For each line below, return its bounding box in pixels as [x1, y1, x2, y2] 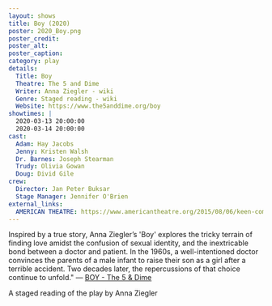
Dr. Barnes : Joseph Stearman [15, 155, 114, 163]
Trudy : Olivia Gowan [15, 163, 85, 171]
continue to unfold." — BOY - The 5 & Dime [8, 273, 152, 283]
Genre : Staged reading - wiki [15, 95, 117, 103]
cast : [8, 132, 27, 140]
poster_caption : [8, 49, 63, 57]
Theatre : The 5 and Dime [15, 79, 100, 87]
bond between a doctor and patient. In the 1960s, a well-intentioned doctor [8, 247, 259, 257]
